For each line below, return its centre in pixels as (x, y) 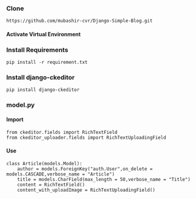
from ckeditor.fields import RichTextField (62, 132)
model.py (21, 105)
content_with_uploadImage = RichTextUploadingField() (86, 190)
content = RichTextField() (51, 185)
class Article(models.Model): (44, 163)
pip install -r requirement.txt (47, 62)
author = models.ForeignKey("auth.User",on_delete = (85, 169)
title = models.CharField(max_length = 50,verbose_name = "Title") (104, 179)
